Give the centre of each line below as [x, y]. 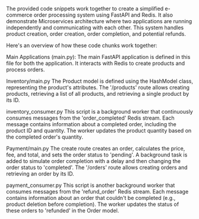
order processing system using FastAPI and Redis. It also [103, 15]
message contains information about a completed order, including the [91, 124]
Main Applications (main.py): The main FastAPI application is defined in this [98, 57]
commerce [19, 15]
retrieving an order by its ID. [40, 174]
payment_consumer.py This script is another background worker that [91, 185]
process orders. [26, 70]
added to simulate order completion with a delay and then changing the [94, 161]
